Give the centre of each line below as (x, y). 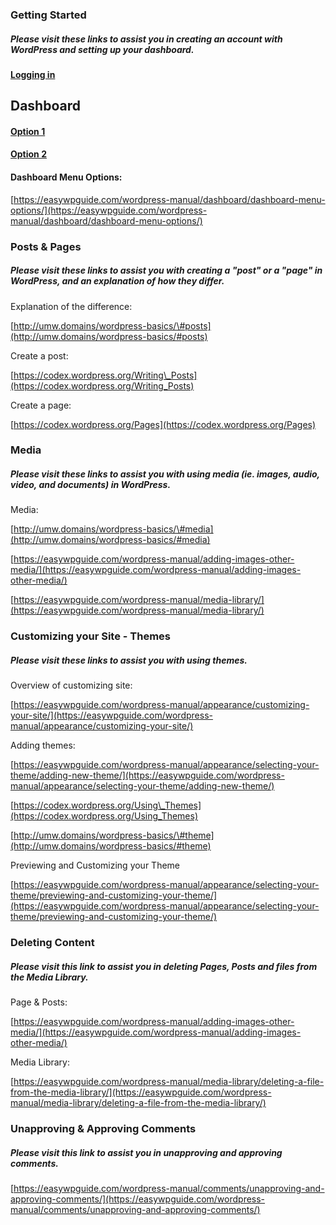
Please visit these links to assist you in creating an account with (146, 39)
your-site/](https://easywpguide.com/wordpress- (111, 715)
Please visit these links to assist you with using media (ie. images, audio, (165, 474)
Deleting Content (52, 943)
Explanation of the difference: (71, 306)
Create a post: (39, 355)
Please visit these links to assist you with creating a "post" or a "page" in (166, 270)
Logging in (33, 74)
